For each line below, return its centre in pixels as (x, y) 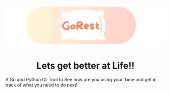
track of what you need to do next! (41, 85)
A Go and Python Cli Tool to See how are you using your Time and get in (81, 80)
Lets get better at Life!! (86, 66)
